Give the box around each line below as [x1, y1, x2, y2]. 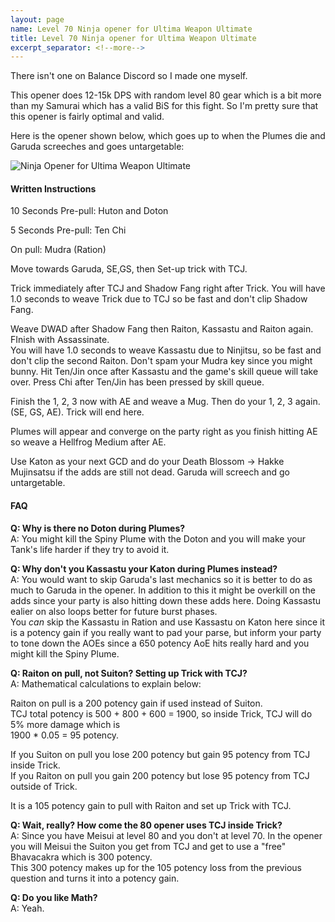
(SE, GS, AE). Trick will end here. [10, 406, 145, 418]
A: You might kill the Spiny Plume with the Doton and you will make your [10, 532, 306, 545]
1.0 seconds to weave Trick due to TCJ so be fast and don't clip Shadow [10, 293, 308, 305]
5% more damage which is [10, 718, 121, 730]
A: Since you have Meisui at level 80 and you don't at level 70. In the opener [10, 829, 323, 841]
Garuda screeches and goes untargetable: [10, 141, 185, 153]
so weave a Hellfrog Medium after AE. [10, 436, 167, 448]
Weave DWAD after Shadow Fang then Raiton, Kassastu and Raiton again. [10, 323, 314, 335]
